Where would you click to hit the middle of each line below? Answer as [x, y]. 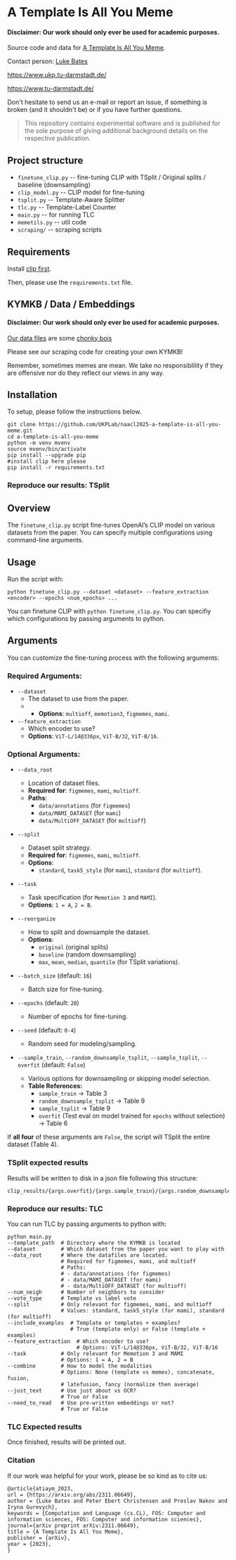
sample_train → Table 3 [73, 1094]
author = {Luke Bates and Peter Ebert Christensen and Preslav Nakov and [118, 1501]
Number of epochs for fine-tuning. [78, 1016]
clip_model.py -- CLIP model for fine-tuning [81, 192]
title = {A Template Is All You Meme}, [66, 1532]
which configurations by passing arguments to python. [86, 618]
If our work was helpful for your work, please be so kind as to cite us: [107, 1476]
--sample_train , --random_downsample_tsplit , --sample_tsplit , [109, 1057]
